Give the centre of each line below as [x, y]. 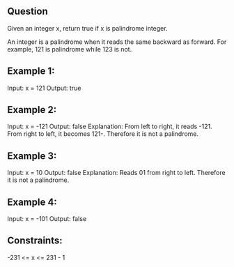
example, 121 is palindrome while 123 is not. [70, 49]
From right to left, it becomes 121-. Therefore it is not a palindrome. [103, 134]
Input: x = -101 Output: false [47, 219]
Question [28, 12]
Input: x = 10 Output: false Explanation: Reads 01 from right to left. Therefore [116, 173]
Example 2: [32, 110]
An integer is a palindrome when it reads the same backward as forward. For [117, 42]
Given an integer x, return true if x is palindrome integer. [87, 28]
